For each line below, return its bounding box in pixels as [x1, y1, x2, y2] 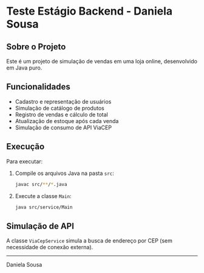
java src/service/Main [15, 204, 73, 210]
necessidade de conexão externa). [6, 244, 93, 251]
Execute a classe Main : [15, 192, 72, 199]
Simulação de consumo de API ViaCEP [15, 124, 112, 131]
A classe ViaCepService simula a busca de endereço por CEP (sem [6, 237, 173, 244]
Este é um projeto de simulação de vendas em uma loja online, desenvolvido [6, 58, 197, 65]
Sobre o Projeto [6, 41, 66, 52]
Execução [6, 141, 45, 152]
